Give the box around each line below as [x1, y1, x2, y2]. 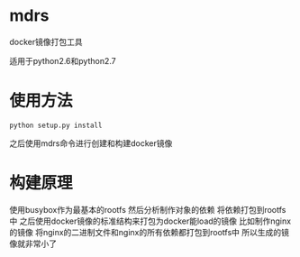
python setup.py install [9, 121, 103, 130]
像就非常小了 [9, 238, 57, 249]
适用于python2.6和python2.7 [9, 55, 116, 66]
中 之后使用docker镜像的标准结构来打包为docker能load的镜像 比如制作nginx [9, 216, 291, 226]
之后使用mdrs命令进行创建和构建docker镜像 [9, 137, 173, 149]
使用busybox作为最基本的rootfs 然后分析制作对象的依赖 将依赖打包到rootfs [9, 204, 286, 215]
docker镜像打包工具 [9, 36, 83, 47]
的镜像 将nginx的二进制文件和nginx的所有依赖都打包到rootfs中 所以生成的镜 [9, 226, 290, 237]
